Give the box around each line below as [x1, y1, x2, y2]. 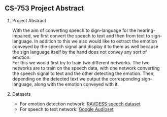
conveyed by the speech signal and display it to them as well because [12, 43, 158, 50]
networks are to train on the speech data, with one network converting [12, 65, 160, 71]
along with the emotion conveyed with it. [34, 81, 119, 87]
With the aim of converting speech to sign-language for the [12, 27, 137, 33]
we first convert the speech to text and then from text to [33, 32, 150, 38]
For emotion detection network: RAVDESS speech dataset [19, 101, 141, 107]
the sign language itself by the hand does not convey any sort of [12, 49, 147, 55]
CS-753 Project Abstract [5, 4, 84, 13]
